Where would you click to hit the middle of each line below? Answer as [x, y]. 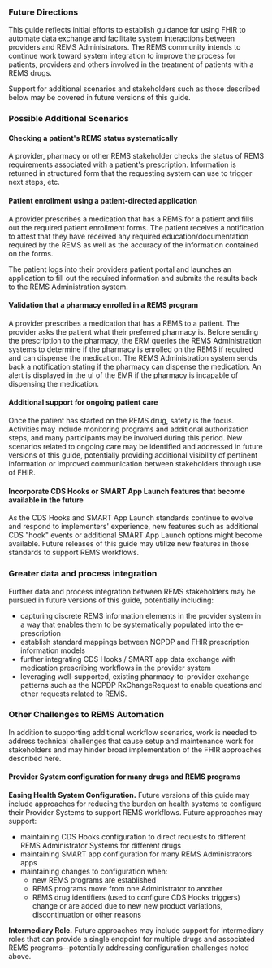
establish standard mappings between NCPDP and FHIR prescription [135, 642]
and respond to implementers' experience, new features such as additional [134, 527]
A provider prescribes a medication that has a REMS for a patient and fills [131, 219]
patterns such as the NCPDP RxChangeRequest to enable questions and [141, 685]
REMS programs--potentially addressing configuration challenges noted [129, 948]
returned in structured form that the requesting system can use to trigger [130, 173]
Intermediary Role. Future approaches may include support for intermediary [136, 931]
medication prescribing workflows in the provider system [115, 668]
